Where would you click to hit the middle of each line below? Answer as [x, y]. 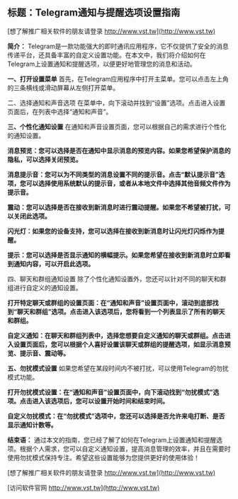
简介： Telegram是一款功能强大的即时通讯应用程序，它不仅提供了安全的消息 [118, 46]
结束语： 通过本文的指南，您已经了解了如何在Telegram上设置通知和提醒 [112, 440]
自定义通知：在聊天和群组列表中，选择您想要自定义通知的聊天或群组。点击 [116, 335]
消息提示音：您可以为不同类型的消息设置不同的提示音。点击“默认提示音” [113, 174]
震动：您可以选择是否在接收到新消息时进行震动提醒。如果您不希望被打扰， [116, 207]
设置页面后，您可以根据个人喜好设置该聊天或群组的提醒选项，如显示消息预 [122, 344]
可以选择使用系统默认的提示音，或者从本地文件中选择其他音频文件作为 [128, 183]
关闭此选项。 [32, 216]
